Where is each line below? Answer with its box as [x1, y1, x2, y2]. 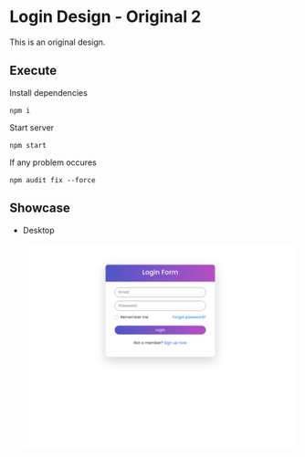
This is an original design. [9, 36, 106, 47]
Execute [9, 63, 58, 78]
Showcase [9, 201, 71, 216]
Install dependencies [9, 87, 89, 98]
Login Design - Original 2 [9, 6, 202, 27]
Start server [9, 121, 55, 133]
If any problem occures [9, 157, 98, 168]
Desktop [22, 224, 55, 235]
